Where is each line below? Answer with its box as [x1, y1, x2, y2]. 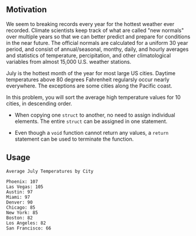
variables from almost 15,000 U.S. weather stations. [6, 58, 132, 65]
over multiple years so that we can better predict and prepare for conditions [6, 33, 191, 40]
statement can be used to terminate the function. [14, 135, 134, 143]
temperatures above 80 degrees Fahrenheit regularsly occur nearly [6, 76, 170, 83]
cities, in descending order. [6, 100, 73, 107]
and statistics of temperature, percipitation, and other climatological [6, 51, 171, 59]
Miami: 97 [6, 194, 31, 200]
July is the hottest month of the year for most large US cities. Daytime [6, 69, 176, 76]
